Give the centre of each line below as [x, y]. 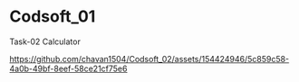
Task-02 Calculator [45, 41]
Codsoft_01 [53, 17]
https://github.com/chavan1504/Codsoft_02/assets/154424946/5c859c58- [149, 59]
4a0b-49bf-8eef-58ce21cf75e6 [68, 68]
